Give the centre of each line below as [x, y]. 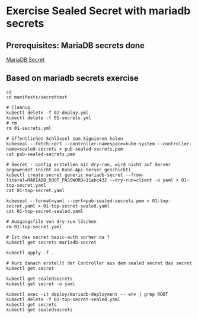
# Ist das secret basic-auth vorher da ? [58, 237]
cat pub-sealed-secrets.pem [41, 154]
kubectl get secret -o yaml [41, 284]
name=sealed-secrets [32, 149]
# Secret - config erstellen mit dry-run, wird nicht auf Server [88, 164]
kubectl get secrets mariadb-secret [51, 242]
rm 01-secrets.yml [29, 128]
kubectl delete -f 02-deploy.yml [47, 113]
